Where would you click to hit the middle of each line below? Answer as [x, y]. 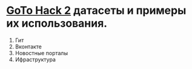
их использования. [57, 23]
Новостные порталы [41, 53]
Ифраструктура [35, 59]
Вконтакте [28, 47]
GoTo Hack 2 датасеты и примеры [96, 11]
